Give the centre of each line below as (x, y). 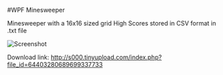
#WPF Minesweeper (36, 10)
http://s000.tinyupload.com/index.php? (106, 57)
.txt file (17, 31)
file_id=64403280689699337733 (55, 64)
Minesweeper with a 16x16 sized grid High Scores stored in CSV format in (111, 23)
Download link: (28, 57)
